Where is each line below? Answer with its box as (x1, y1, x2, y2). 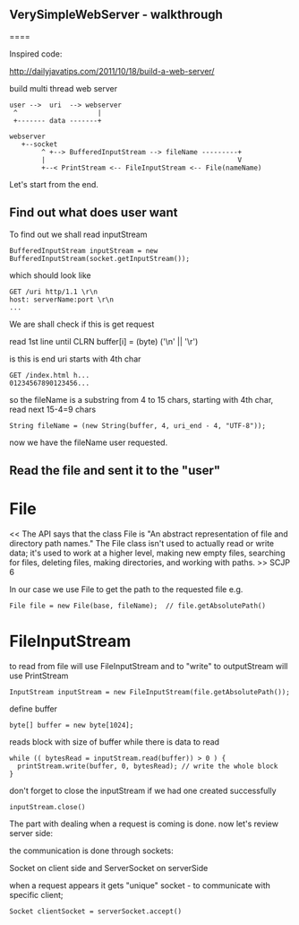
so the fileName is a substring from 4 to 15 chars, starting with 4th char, (9, 394, 274, 405)
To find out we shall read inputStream (9, 229, 148, 240)
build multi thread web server (9, 83, 118, 93)
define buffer (9, 703, 58, 714)
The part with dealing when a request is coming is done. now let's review (9, 818, 279, 829)
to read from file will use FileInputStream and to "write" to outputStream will (9, 660, 288, 671)
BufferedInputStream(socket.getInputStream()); (9, 254, 191, 263)
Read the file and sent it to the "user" (9, 463, 221, 478)
